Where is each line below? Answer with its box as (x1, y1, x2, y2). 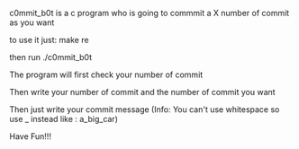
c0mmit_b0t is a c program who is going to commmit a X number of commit (9, 8, 290, 18)
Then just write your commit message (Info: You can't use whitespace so (9, 104, 280, 115)
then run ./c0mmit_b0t (9, 52, 93, 62)
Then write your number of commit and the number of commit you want (9, 87, 276, 97)
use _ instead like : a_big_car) (9, 114, 119, 124)
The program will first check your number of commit (9, 69, 204, 80)
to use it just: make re (9, 35, 89, 45)
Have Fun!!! (9, 131, 52, 142)
